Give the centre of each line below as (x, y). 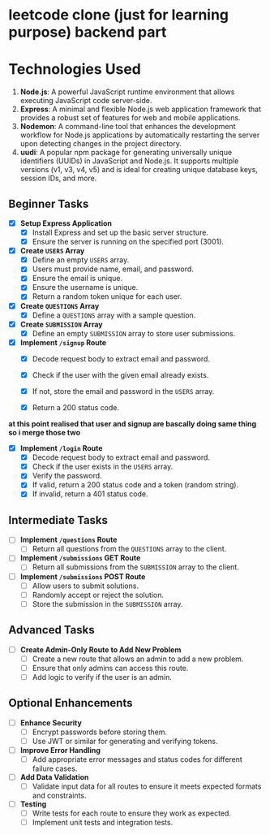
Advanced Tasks (51, 630)
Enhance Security (51, 723)
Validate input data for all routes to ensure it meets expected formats (147, 786)
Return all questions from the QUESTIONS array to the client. (129, 549)
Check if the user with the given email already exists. (120, 374)
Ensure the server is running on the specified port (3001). (128, 242)
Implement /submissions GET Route (80, 558)
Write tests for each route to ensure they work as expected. (131, 813)
